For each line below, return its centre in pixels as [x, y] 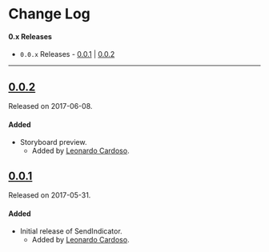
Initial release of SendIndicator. [71, 231]
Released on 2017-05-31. [50, 195]
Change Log [49, 14]
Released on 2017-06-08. [50, 106]
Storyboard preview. [53, 142]
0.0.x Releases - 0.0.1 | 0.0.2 [67, 54]
